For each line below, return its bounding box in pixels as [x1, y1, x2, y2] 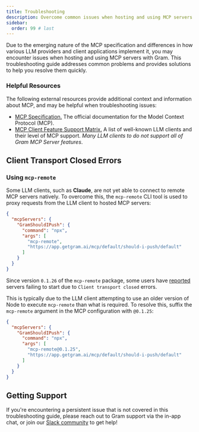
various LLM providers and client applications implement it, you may [6, 48, 173, 55]
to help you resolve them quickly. [6, 67, 87, 74]
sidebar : [6, 20, 28, 26]
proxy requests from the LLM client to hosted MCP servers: [6, 200, 151, 207]
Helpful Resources [6, 81, 61, 90]
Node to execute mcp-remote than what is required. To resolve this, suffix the [6, 301, 192, 308]
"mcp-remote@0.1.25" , [27, 346, 81, 352]
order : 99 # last [11, 25, 55, 31]
